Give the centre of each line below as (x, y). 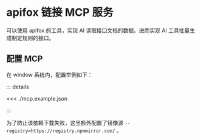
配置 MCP (25, 59)
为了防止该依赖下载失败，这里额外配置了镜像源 (65, 122)
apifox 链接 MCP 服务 (60, 12)
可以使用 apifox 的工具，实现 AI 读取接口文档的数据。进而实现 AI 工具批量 (98, 30)
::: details (18, 87)
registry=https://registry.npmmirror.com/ (61, 131)
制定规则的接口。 (33, 38)
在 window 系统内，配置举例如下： (49, 75)
